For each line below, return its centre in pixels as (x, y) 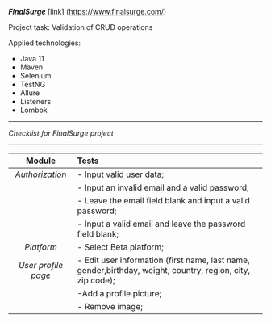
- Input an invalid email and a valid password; (163, 187)
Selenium (35, 76)
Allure (30, 93)
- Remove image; (110, 306)
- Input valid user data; (121, 174)
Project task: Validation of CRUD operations (81, 27)
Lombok (34, 110)
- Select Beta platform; (120, 247)
